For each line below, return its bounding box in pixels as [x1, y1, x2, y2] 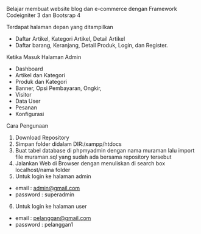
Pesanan [15, 104, 38, 111]
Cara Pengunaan [6, 122, 49, 129]
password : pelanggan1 [15, 221, 73, 228]
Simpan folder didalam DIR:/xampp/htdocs [15, 140, 122, 148]
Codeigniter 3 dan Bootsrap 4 [6, 12, 81, 19]
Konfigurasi [15, 111, 44, 117]
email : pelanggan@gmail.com [15, 215, 91, 221]
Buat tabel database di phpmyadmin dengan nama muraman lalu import [15, 147, 195, 154]
